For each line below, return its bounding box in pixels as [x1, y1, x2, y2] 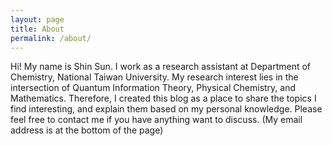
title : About [10, 24, 65, 34]
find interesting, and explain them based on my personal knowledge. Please [10, 103, 323, 115]
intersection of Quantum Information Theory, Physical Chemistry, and [10, 82, 297, 94]
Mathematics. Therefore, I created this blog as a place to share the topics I [10, 92, 317, 105]
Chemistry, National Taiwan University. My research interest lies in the [10, 71, 299, 83]
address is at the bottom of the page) [10, 124, 164, 136]
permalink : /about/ [10, 33, 92, 43]
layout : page [10, 14, 65, 25]
